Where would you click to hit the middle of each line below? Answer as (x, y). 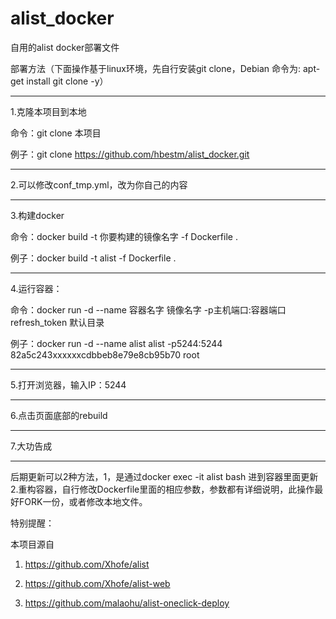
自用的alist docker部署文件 (65, 47)
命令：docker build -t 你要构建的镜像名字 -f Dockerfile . (124, 236)
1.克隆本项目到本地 (48, 111)
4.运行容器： (36, 288)
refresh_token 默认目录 (57, 322)
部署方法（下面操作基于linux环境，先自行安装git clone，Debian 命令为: (156, 68)
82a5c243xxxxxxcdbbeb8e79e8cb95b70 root (105, 354)
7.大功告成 (31, 446)
